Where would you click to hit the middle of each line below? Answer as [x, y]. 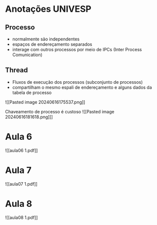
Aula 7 [19, 170]
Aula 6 [19, 137]
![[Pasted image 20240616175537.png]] [45, 102]
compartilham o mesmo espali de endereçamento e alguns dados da [82, 87]
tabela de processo [32, 93]
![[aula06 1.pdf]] [21, 150]
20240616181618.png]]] [29, 117]
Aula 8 [19, 204]
